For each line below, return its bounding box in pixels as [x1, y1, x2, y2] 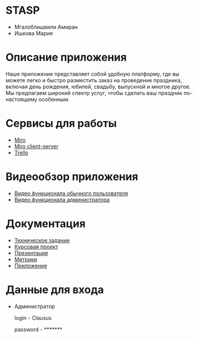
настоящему [5, 95, 38, 103]
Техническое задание [14, 236, 70, 244]
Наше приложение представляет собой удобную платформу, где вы [5, 70, 180, 78]
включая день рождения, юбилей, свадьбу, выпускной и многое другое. [5, 83, 191, 90]
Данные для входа [5, 283, 104, 296]
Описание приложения [5, 51, 127, 64]
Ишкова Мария [14, 29, 53, 36]
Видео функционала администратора [14, 196, 110, 203]
